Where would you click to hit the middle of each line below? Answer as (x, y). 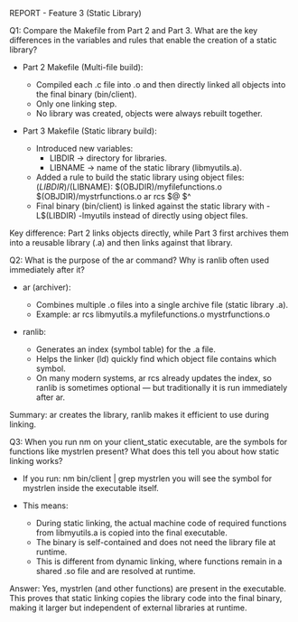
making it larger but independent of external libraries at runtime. (128, 608)
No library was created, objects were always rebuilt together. (149, 113)
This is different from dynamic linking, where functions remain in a (159, 562)
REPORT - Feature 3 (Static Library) (75, 13)
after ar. (51, 397)
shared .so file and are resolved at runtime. (116, 571)
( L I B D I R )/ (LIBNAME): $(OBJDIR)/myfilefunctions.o (129, 187)
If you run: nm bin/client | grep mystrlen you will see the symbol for (147, 478)
